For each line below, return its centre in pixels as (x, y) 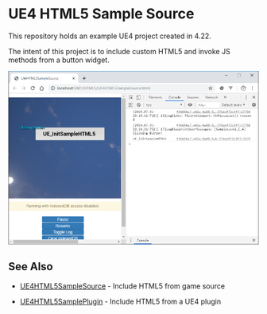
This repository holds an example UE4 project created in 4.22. (110, 36)
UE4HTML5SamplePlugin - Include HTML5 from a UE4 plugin (120, 301)
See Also (31, 267)
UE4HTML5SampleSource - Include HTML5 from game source (122, 286)
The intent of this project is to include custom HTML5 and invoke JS (119, 51)
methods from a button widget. (59, 60)
